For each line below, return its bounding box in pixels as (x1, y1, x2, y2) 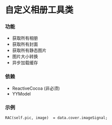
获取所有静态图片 (12, 48, 47, 53)
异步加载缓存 (12, 60, 38, 66)
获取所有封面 (12, 41, 38, 47)
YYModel (12, 91, 31, 97)
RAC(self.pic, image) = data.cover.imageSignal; (5, 116, 108, 121)
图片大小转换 (12, 53, 38, 59)
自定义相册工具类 (5, 4, 74, 16)
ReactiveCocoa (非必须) (12, 85, 60, 91)
